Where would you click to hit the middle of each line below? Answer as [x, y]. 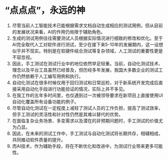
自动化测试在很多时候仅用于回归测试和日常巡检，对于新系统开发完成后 [85, 82]
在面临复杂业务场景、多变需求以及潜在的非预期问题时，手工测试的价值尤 [87, 120]
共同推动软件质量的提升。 [39, 140]
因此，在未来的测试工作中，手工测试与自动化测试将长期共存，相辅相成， [87, 133]
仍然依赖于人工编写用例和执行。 [50, 76]
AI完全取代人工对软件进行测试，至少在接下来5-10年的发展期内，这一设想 [88, 44]
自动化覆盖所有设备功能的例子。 [45, 102]
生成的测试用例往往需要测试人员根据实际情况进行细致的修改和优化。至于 [87, 38]
